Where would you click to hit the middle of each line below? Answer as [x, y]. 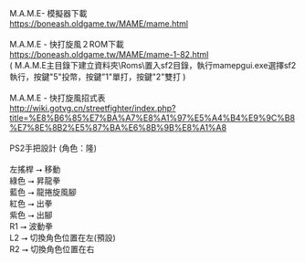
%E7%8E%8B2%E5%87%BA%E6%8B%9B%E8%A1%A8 [118, 127]
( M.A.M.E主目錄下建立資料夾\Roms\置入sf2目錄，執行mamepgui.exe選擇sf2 [153, 65]
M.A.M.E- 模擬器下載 [48, 13]
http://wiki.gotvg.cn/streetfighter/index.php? [93, 108]
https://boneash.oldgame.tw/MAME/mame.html [99, 24]
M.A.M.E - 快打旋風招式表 [58, 98]
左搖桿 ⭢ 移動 [35, 169]
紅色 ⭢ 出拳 [31, 203]
